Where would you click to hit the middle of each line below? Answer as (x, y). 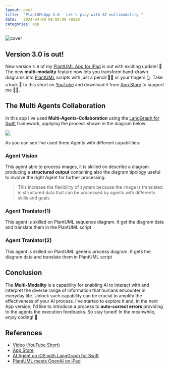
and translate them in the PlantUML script (48, 227)
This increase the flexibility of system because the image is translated (90, 187)
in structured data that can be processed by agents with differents (86, 193)
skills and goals (34, 198)
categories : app (22, 24)
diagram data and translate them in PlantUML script (59, 257)
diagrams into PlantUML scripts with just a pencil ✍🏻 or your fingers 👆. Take (84, 77)
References (24, 333)
